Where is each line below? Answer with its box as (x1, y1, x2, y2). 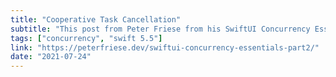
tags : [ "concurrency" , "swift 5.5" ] (10, 33, 163, 43)
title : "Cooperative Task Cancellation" (10, 14, 182, 25)
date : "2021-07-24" (10, 52, 92, 62)
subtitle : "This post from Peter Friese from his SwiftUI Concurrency (10, 24, 311, 34)
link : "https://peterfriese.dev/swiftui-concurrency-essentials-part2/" (10, 42, 320, 53)
